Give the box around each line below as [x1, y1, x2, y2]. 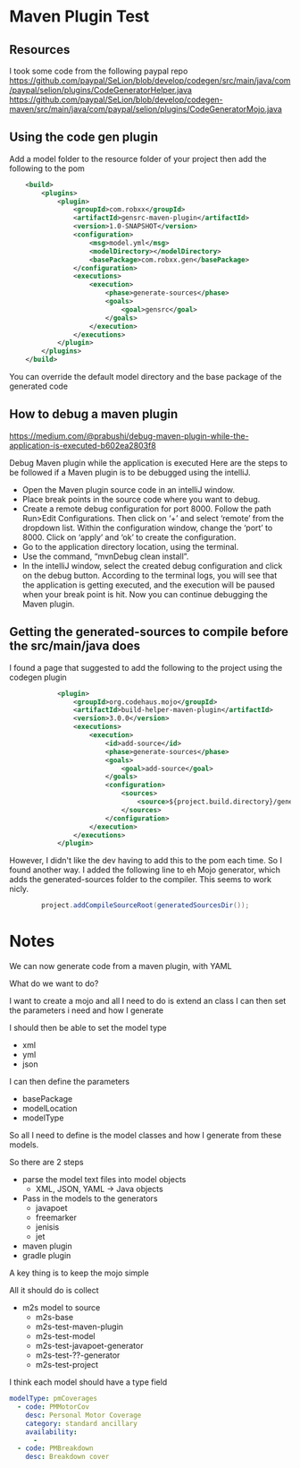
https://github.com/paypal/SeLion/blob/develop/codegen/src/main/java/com [9, 75, 291, 86]
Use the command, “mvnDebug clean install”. [21, 551, 189, 562]
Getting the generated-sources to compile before [9, 624, 288, 640]
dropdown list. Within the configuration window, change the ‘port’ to [21, 522, 273, 533]
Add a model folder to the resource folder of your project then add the [9, 153, 267, 164]
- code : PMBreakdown [17, 1444, 94, 1453]
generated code [9, 381, 69, 391]
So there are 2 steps [9, 1157, 84, 1168]
